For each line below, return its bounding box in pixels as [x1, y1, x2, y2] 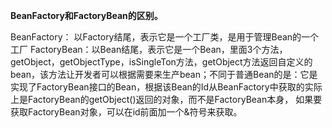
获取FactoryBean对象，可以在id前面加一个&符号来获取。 [10, 106, 243, 118]
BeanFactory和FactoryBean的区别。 [10, 10, 163, 21]
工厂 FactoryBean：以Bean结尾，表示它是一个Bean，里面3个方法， [10, 44, 288, 55]
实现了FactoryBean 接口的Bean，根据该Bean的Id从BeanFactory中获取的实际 [10, 81, 323, 93]
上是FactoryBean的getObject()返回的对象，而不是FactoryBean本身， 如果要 [10, 94, 323, 105]
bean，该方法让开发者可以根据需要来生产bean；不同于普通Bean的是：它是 [10, 69, 318, 80]
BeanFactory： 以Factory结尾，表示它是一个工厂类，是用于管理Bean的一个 [10, 31, 320, 43]
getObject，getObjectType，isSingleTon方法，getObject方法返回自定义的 [10, 56, 313, 68]
